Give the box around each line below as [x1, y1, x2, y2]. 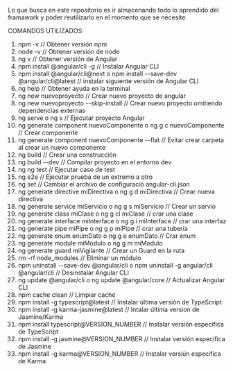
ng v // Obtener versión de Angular [17, 55, 118, 63]
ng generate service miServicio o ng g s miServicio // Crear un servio [17, 202, 216, 210]
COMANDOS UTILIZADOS [8, 27, 83, 35]
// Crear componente [17, 128, 78, 137]
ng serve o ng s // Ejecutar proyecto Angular [17, 114, 145, 122]
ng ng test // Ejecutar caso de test [17, 166, 115, 173]
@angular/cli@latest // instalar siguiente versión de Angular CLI [17, 77, 199, 85]
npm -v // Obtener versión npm [17, 40, 107, 48]
